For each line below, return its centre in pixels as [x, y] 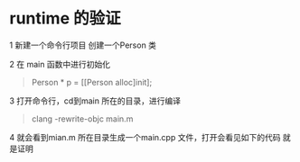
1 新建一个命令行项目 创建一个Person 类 [83, 45]
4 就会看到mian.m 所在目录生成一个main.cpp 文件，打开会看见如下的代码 [145, 137]
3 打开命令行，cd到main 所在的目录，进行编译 [95, 101]
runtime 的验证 [65, 18]
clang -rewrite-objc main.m [82, 119]
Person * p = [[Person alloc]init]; [92, 82]
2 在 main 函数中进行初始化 [60, 64]
